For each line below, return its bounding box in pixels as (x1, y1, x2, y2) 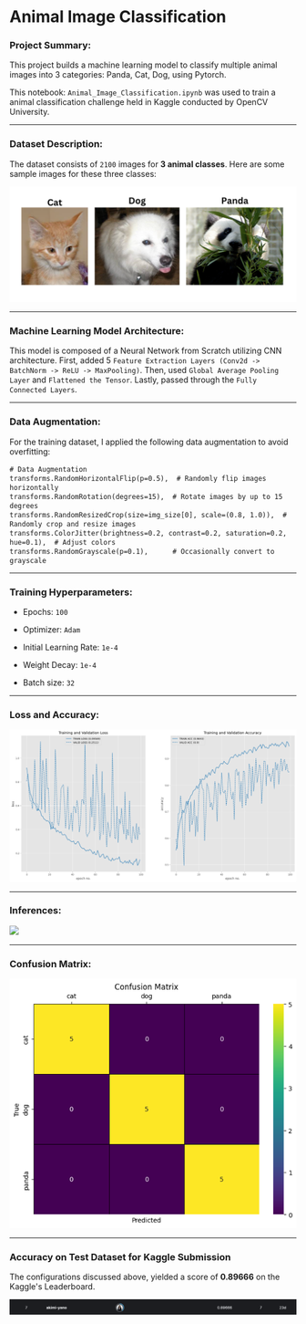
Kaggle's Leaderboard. (9, 1281, 96, 1292)
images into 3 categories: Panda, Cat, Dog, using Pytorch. (9, 69, 227, 80)
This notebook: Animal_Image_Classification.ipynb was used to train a (9, 87, 276, 98)
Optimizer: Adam (22, 623, 81, 635)
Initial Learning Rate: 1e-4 (22, 641, 118, 652)
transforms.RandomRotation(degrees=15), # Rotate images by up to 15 (9, 492, 283, 501)
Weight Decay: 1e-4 (22, 659, 97, 670)
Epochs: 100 (22, 606, 68, 617)
